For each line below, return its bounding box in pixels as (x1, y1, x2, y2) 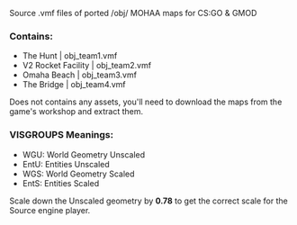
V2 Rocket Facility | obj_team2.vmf (22, 60, 151, 71)
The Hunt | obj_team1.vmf (22, 50, 118, 61)
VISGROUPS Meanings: (9, 129, 114, 141)
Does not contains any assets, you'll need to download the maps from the (9, 96, 283, 107)
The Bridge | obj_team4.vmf (22, 79, 126, 90)
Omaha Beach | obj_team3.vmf (22, 69, 138, 80)
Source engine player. (9, 204, 91, 215)
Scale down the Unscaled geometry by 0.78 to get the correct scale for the (9, 195, 288, 206)
